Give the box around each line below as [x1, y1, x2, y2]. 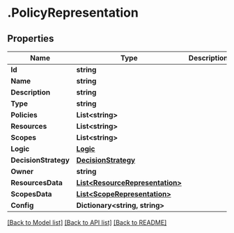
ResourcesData [10, 178, 63, 187]
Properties [7, 33, 54, 45]
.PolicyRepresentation [7, 5, 139, 21]
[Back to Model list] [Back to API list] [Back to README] [7, 218, 167, 227]
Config [10, 200, 34, 210]
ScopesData [10, 189, 52, 199]
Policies [10, 110, 38, 120]
